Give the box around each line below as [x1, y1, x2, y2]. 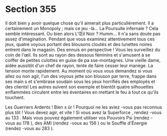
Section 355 [5, 3, 56, 15]
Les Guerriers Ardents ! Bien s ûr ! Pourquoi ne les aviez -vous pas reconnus [5, 104, 163, 110]
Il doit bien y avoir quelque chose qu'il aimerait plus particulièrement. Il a [5, 20, 154, 26]
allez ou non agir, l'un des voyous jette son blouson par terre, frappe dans [5, 73, 157, 79]
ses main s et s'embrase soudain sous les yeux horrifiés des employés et [5, 78, 156, 84]
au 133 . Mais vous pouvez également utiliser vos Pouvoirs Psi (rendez [5, 114, 150, 120]
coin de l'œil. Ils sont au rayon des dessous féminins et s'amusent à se [5, 51, 151, 58]
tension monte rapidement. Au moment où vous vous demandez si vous [5, 67, 153, 73]
